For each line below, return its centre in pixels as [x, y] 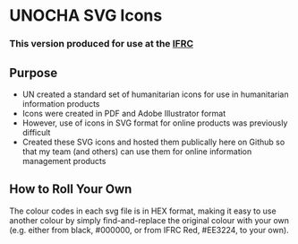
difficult [36, 132]
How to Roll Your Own [71, 189]
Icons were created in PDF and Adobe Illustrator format [124, 113]
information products [61, 103]
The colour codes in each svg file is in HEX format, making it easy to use [143, 211]
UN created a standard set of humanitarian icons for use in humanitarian [155, 94]
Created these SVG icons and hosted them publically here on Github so [153, 142]
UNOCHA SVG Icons [86, 16]
